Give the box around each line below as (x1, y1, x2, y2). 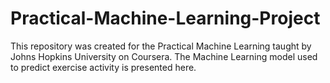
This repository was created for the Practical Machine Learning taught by (10, 40, 312, 52)
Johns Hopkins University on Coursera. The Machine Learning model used (10, 50, 318, 62)
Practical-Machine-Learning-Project (10, 7, 321, 30)
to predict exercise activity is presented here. (10, 61, 197, 73)
